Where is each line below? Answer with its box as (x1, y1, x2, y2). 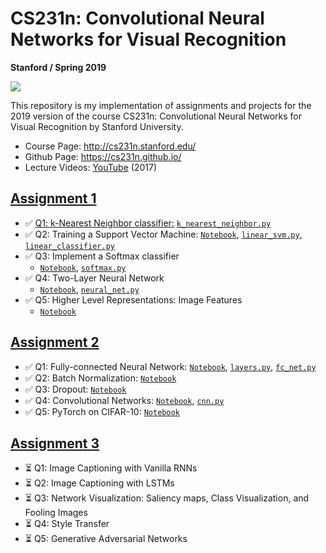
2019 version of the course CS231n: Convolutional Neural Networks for (10, 110, 302, 122)
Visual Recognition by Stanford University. (10, 120, 184, 132)
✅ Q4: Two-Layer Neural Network (24, 272, 165, 284)
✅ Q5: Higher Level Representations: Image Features (24, 293, 243, 306)
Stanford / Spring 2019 (10, 61, 107, 73)
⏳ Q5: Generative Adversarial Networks (24, 533, 188, 545)
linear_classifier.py (24, 241, 115, 251)
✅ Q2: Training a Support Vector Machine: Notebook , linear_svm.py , (24, 228, 303, 240)
